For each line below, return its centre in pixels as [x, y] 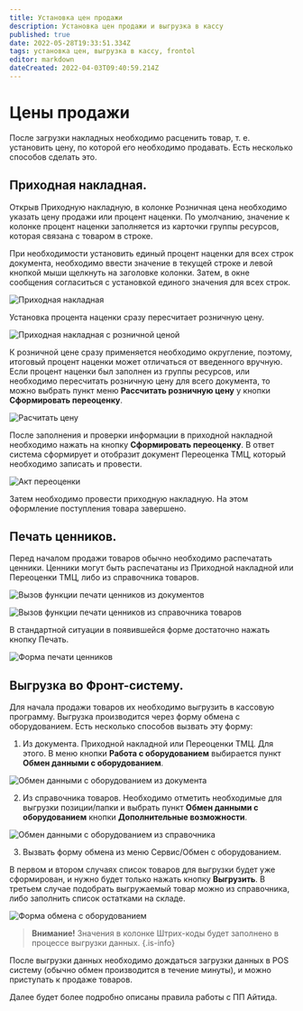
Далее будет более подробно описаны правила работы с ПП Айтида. [143, 997]
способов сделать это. [53, 157]
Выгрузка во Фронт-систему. [96, 686]
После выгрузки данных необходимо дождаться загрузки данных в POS [149, 960]
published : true [40, 34]
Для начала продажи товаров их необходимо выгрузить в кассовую [142, 707]
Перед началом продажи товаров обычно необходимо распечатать [141, 558]
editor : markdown [42, 60]
